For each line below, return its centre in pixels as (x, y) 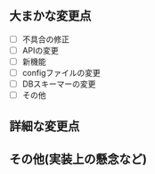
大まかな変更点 (50, 16)
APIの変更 (41, 50)
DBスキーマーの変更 (59, 84)
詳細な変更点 (45, 126)
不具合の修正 (45, 39)
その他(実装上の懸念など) (78, 159)
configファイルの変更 (61, 73)
